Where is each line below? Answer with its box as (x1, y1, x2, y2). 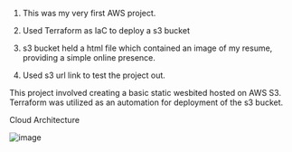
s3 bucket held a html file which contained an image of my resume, (22, 43, 273, 53)
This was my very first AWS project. (22, 8, 156, 18)
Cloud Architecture (9, 115, 80, 125)
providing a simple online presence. (22, 52, 156, 62)
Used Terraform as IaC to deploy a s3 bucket (22, 25, 190, 35)
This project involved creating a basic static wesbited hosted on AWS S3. (9, 88, 282, 98)
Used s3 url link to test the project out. (22, 70, 165, 81)
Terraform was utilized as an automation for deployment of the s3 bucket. (9, 97, 284, 108)
